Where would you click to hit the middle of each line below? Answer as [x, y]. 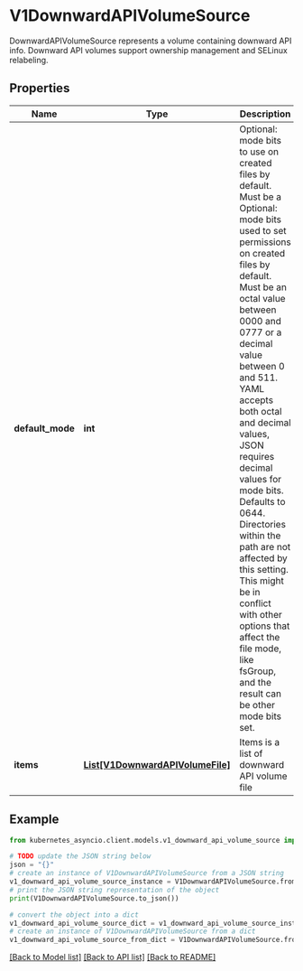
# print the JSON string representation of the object [115, 890]
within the [260, 536]
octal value [262, 298]
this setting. [263, 569]
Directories [262, 524]
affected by [263, 558]
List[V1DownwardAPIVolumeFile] [157, 764]
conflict [255, 603]
